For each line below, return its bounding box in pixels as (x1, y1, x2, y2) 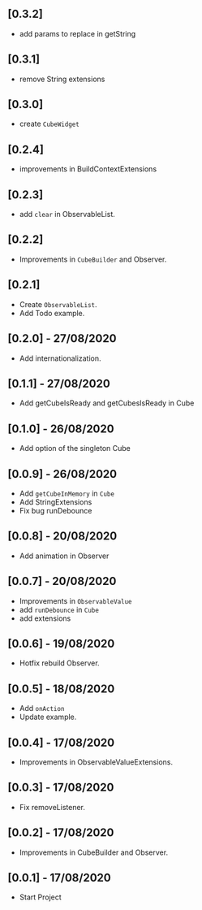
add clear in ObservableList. (19, 210, 115, 219)
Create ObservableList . (19, 299, 98, 309)
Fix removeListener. (19, 802, 86, 812)
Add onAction (19, 704, 65, 713)
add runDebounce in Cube (19, 604, 99, 614)
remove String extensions (19, 74, 105, 84)
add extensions (19, 613, 71, 623)
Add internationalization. (19, 353, 101, 363)
